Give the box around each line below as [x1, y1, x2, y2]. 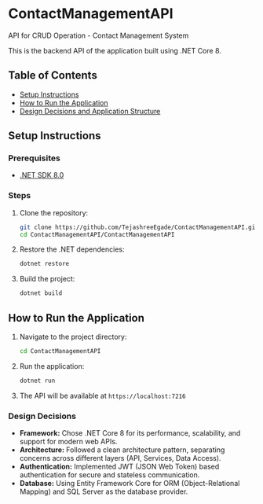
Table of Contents [8, 68, 98, 83]
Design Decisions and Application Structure [19, 106, 161, 116]
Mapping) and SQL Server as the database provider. [19, 487, 188, 496]
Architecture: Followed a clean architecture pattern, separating [19, 445, 225, 454]
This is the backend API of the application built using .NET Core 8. [8, 46, 222, 55]
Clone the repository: [19, 208, 89, 217]
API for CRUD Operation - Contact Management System [8, 31, 189, 40]
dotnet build [19, 289, 63, 297]
